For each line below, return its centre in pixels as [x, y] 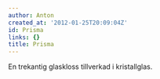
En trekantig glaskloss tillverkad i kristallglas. [80, 66]
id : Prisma [26, 30]
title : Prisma [31, 45]
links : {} [24, 37]
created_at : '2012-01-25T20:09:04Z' [68, 23]
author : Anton [31, 15]
